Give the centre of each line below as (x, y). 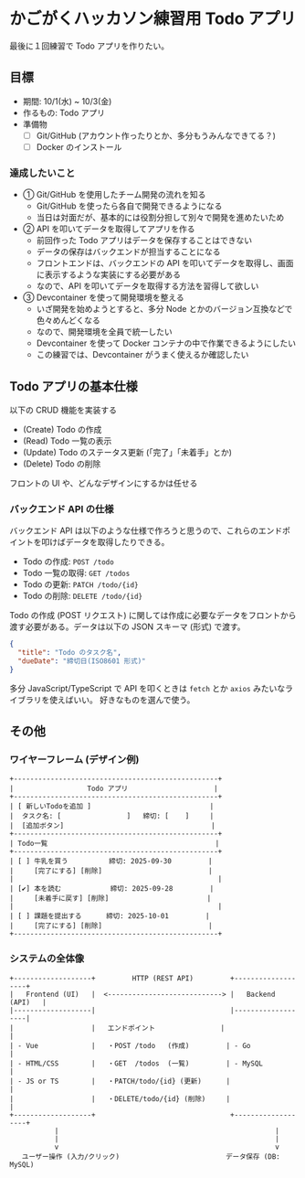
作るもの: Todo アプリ (64, 112)
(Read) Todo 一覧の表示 (67, 441)
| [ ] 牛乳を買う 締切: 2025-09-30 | (111, 862)
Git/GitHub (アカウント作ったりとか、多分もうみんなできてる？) (156, 135)
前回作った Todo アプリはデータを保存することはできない (144, 241)
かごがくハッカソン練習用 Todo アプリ (153, 19)
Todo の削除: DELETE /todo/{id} (83, 596)
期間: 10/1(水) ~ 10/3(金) (67, 101)
